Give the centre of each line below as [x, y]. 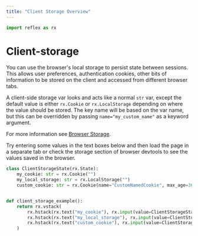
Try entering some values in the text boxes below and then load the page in [98, 145]
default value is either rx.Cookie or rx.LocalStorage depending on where [95, 104]
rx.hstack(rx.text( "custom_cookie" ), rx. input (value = [95, 223]
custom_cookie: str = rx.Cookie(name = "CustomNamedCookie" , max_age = [103, 185]
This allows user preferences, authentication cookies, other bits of [86, 74]
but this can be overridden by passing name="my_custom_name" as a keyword [97, 117]
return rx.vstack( [39, 207]
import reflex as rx [32, 28]
